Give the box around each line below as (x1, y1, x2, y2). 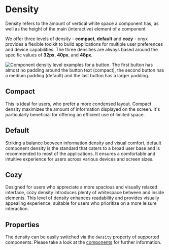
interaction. (5, 206, 29, 212)
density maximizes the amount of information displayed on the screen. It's (5, 106, 160, 112)
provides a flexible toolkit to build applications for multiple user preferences (5, 41, 163, 47)
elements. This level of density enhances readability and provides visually (5, 195, 160, 201)
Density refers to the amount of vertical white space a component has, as (5, 20, 159, 26)
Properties (5, 220, 40, 229)
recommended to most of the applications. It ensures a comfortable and (5, 150, 156, 157)
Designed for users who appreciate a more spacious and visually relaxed (5, 184, 157, 190)
